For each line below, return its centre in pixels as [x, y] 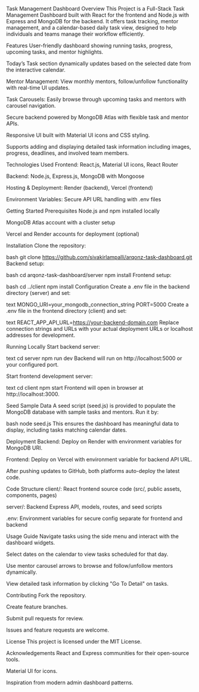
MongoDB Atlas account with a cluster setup [61, 222]
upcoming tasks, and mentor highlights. [55, 52]
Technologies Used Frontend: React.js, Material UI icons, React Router [92, 164]
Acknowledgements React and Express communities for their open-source [98, 653]
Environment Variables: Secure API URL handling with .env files [84, 199]
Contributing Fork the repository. [46, 595]
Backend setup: [25, 263]
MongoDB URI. [24, 448]
